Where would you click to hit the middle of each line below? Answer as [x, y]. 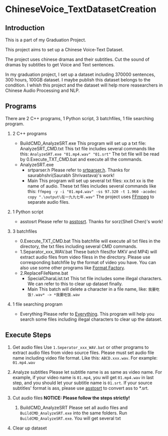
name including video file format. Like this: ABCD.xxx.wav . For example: [85, 358]
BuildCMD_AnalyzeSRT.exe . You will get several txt [70, 418]
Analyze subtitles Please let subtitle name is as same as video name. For [87, 372]
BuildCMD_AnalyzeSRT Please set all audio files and [74, 407]
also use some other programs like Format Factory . [72, 268]
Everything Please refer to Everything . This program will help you [87, 314]
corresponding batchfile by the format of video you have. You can [88, 262]
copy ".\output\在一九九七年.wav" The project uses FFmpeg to [91, 197]
